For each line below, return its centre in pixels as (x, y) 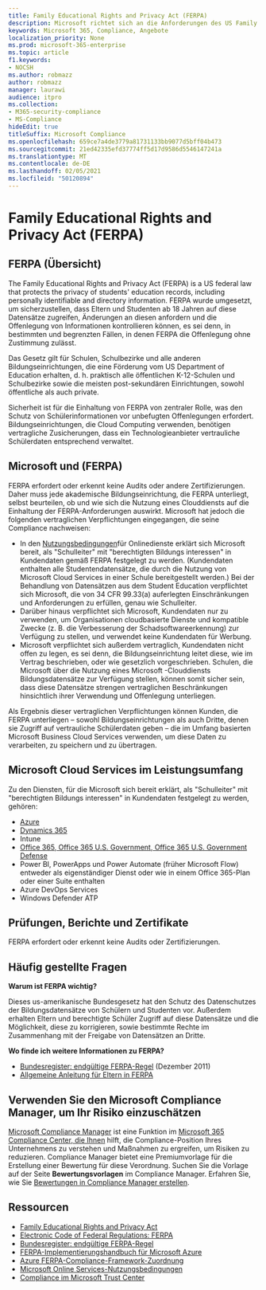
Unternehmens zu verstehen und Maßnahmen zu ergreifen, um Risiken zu (129, 1148)
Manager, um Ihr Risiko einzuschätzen (105, 1112)
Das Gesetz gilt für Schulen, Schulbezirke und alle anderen (104, 358)
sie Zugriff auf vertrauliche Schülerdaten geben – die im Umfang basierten (130, 728)
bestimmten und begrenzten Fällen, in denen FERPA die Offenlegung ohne (129, 334)
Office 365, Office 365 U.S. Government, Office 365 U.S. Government (133, 847)
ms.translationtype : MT (48, 156)
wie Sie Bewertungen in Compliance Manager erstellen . (99, 1182)
